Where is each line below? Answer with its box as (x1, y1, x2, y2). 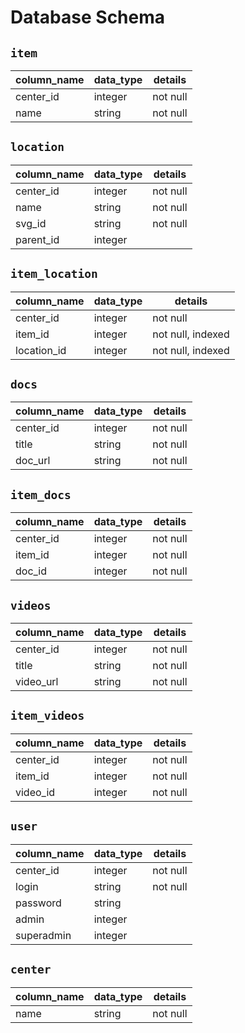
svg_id (15, 216, 47, 230)
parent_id (15, 232, 60, 246)
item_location (10, 267, 98, 281)
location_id (15, 343, 67, 357)
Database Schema (10, 6, 166, 29)
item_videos (10, 709, 85, 723)
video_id (15, 785, 56, 799)
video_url (15, 675, 59, 689)
